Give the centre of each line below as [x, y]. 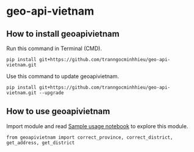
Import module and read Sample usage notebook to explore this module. [97, 126]
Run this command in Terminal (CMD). [54, 48]
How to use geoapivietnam [58, 111]
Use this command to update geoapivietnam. [63, 76]
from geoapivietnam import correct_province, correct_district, [90, 137]
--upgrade [51, 93]
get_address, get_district [41, 143]
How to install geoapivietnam [63, 34]
